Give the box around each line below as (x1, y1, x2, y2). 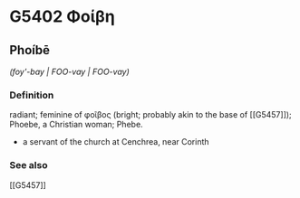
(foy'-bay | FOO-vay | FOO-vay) (9, 66, 130, 77)
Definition (9, 89, 54, 101)
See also (9, 159, 48, 172)
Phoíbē (9, 42, 50, 58)
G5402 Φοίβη (9, 6, 115, 27)
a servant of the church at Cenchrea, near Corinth (22, 137, 210, 147)
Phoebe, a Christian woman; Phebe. (9, 119, 143, 130)
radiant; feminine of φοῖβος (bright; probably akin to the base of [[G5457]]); (9, 109, 292, 120)
